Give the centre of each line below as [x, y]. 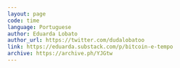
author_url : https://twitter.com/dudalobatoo [76, 40]
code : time [23, 21]
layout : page [27, 14]
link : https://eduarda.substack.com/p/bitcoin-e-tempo [90, 47]
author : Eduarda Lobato [43, 34]
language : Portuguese [39, 27]
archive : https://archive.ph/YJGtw [60, 54]
